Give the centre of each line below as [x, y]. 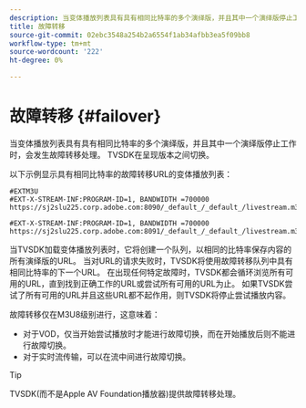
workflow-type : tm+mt [51, 43]
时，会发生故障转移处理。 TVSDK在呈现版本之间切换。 [112, 154]
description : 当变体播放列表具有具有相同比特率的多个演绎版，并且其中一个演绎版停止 [151, 18]
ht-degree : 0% [36, 60]
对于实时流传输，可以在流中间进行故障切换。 [107, 356]
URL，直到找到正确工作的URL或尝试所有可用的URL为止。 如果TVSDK [155, 283]
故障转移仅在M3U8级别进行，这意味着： [85, 314]
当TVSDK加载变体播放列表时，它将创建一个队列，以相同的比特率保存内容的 [151, 249]
